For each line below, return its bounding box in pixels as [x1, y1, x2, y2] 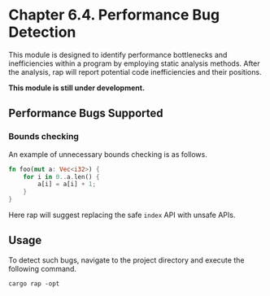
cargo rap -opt [8, 279, 60, 288]
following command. [8, 263, 77, 273]
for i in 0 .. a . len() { [23, 172, 100, 181]
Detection [8, 23, 76, 41]
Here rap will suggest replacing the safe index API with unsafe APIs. [8, 210, 236, 220]
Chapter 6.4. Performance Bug [8, 6, 220, 24]
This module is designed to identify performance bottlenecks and [8, 50, 228, 59]
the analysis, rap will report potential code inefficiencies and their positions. [8, 67, 262, 76]
